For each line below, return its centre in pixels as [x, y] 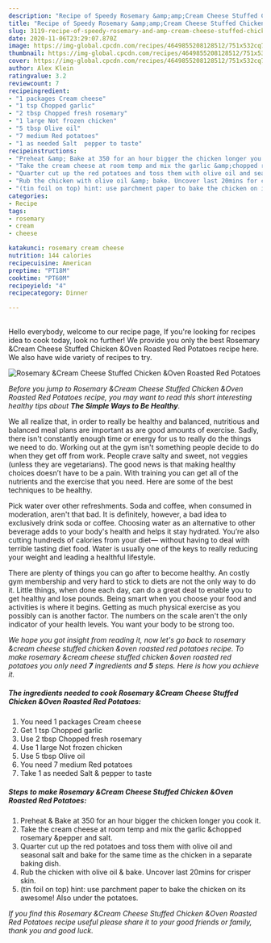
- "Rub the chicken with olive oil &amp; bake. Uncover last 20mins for [133, 181]
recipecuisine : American [50, 263]
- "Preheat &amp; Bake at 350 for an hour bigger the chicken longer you [135, 158]
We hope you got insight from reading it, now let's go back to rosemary [127, 640]
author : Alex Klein [41, 69]
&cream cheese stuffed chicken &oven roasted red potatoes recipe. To [126, 649]
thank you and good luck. [51, 931]
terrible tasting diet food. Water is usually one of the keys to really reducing [133, 549]
